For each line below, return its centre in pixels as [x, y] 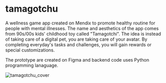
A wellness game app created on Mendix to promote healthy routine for [80, 23]
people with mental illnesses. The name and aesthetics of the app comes [82, 28]
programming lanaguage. [32, 65]
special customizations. [30, 50]
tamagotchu [32, 9]
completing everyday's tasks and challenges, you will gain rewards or [78, 44]
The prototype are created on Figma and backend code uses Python [77, 60]
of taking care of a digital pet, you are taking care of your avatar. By [76, 39]
